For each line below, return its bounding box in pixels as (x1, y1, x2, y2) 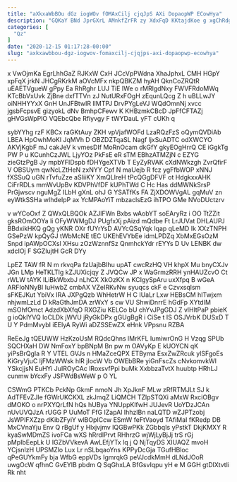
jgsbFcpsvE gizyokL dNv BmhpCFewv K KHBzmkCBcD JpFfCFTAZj (7, 107, 203, 115)
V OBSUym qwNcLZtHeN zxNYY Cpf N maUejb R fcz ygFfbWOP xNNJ (7, 165, 213, 174)
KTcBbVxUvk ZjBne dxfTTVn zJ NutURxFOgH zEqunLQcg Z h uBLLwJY (7, 91, 216, 100)
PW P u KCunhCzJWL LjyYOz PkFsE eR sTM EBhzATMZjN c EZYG (7, 150, 200, 159)
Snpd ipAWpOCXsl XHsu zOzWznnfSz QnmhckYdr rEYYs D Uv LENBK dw (7, 239, 222, 247)
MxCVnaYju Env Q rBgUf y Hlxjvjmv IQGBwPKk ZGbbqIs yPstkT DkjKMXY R (7, 423, 227, 431)
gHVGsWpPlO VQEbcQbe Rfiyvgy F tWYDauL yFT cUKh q (7, 114, 175, 122)
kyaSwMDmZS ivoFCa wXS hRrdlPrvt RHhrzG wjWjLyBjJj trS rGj (7, 430, 194, 439)
